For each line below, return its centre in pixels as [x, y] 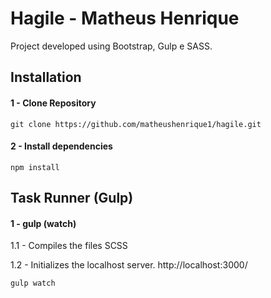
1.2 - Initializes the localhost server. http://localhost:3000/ [129, 265]
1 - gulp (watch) [43, 223]
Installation [46, 77]
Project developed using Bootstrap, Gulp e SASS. [111, 46]
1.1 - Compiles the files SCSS [69, 246]
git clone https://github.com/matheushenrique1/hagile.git [136, 124]
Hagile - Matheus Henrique [125, 18]
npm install [35, 167]
